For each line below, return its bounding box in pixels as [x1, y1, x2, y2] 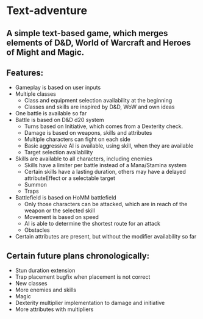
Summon [24, 181, 48, 188]
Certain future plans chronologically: [6, 251, 150, 261]
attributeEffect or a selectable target [24, 174, 116, 182]
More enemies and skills [15, 286, 76, 293]
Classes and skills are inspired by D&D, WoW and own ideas [24, 103, 175, 110]
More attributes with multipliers [15, 306, 94, 313]
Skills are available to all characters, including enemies [15, 155, 152, 162]
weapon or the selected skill [24, 207, 96, 214]
